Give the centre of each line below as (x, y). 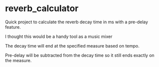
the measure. (18, 60)
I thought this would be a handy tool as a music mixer (59, 36)
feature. (13, 27)
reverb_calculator (42, 8)
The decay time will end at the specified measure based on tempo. (72, 46)
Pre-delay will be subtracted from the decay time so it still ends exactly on (80, 55)
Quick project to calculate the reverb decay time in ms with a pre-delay (77, 22)
